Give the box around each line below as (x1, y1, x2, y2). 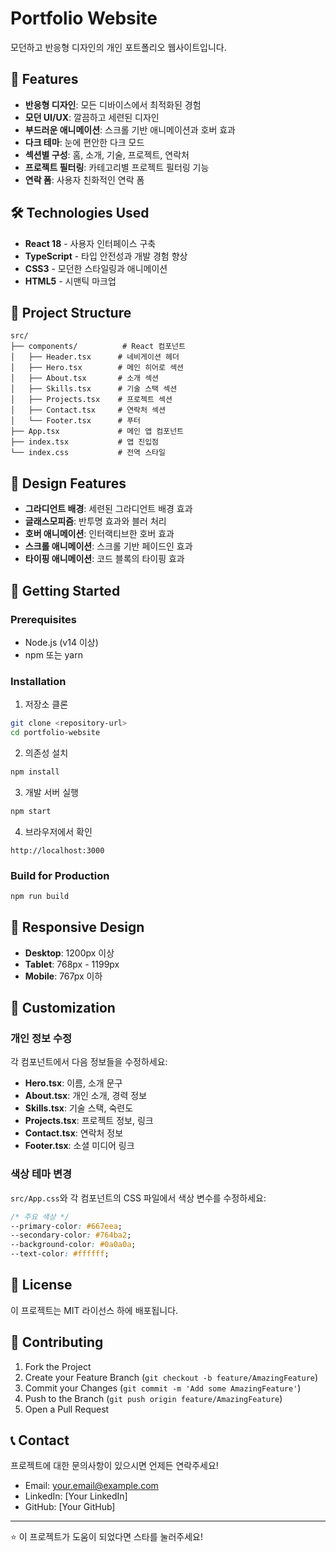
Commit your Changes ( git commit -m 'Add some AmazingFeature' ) (24, 1382, 302, 1394)
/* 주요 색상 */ (10, 1212, 70, 1222)
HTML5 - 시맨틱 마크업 (24, 275, 117, 287)
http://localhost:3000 (10, 845, 105, 856)
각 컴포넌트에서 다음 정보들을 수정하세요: (10, 1056, 168, 1068)
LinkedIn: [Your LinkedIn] (24, 1490, 128, 1502)
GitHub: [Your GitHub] (24, 1501, 116, 1513)
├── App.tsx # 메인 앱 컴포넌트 (10, 427, 185, 437)
